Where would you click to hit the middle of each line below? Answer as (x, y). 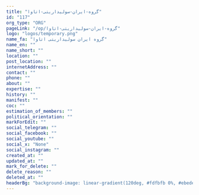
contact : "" (21, 73)
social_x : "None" (28, 144)
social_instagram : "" (33, 150)
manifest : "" (22, 100)
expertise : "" (24, 89)
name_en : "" (21, 45)
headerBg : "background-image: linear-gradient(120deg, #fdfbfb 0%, (91, 183)
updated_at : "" (25, 161)
